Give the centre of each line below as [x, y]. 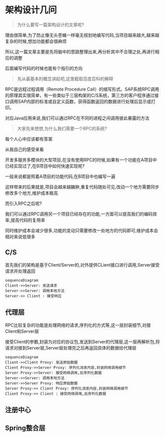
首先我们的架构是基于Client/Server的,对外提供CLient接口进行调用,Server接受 [82, 265]
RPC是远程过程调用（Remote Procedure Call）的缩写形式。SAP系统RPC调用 [82, 89]
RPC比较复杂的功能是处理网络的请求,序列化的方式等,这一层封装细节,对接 [78, 325]
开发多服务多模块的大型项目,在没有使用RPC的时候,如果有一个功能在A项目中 [81, 160]
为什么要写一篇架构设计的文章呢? [51, 25]
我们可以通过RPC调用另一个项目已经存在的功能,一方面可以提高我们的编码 [79, 214]
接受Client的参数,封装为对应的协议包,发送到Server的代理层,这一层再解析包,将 [82, 342]
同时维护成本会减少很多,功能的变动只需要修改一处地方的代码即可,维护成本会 [82, 230]
